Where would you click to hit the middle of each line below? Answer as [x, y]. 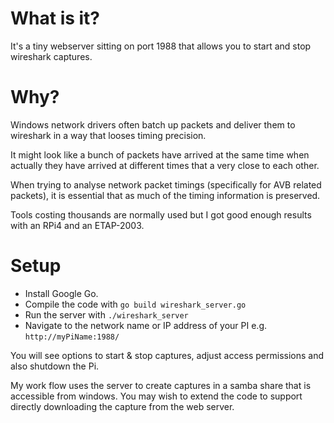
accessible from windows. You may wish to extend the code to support [156, 396]
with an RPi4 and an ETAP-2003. [77, 225]
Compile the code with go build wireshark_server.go [135, 304]
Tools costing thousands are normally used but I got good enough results [161, 214]
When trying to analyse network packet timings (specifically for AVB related [166, 184]
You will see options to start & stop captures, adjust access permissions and [167, 355]
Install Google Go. [61, 293]
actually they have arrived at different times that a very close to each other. [165, 165]
